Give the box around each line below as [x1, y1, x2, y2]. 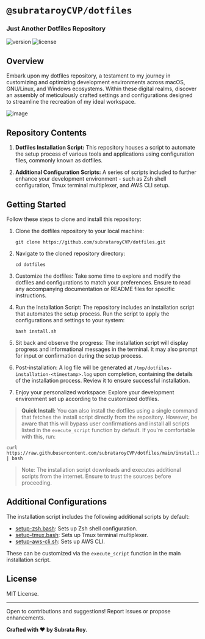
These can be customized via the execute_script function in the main [6, 549, 181, 557]
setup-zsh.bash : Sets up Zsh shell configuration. [15, 524, 138, 532]
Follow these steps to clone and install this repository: [6, 215, 142, 223]
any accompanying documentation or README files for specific [15, 285, 175, 292]
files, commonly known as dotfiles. [15, 157, 103, 164]
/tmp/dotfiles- [134, 365, 173, 371]
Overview [6, 56, 45, 66]
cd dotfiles [15, 261, 46, 267]
